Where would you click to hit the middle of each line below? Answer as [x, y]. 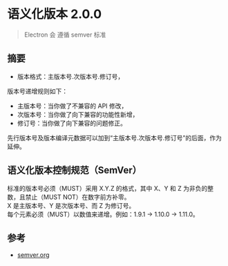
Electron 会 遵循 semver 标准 [65, 35]
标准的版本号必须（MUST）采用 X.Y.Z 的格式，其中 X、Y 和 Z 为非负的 [107, 188]
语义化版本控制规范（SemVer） [74, 170]
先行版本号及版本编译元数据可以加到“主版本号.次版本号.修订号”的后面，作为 [115, 137]
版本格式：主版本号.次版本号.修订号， [70, 76]
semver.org [33, 255]
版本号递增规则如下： [37, 91]
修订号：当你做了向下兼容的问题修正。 [72, 123]
